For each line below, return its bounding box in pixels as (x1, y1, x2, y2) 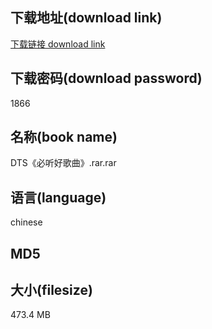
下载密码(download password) (10, 70, 203, 87)
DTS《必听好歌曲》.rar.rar (10, 157, 117, 169)
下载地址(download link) (10, 9, 163, 27)
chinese (10, 216, 43, 228)
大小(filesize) (10, 282, 93, 299)
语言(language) (10, 189, 107, 206)
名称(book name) (10, 129, 118, 146)
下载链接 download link (10, 38, 106, 50)
